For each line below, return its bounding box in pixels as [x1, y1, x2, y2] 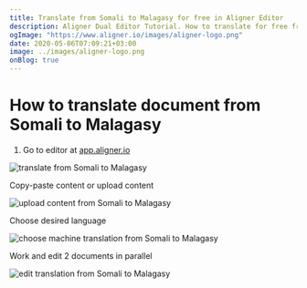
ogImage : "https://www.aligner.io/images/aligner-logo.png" [9, 30, 244, 39]
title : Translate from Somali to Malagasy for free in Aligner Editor [9, 13, 284, 23]
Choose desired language [9, 215, 107, 226]
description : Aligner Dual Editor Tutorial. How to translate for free [9, 22, 288, 31]
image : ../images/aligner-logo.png [9, 47, 145, 57]
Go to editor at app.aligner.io [22, 144, 131, 155]
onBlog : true [9, 56, 59, 65]
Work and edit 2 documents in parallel [9, 250, 153, 261]
